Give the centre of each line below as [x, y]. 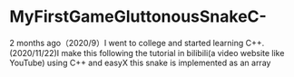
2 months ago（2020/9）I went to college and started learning [127, 43]
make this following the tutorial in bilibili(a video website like [173, 53]
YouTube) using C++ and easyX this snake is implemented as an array [140, 63]
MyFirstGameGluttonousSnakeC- [138, 17]
